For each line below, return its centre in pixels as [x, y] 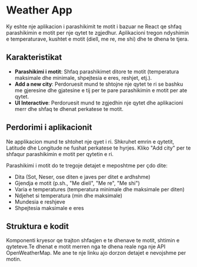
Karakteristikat [34, 57]
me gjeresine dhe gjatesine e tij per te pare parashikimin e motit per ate [101, 90]
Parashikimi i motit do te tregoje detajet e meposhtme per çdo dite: [87, 165]
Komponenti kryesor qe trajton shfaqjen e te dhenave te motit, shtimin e [93, 241]
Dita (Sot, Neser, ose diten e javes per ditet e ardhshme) [83, 177]
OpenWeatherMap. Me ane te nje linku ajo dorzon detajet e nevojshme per [96, 253]
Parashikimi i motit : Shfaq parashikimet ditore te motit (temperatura [97, 72]
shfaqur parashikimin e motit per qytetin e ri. [60, 154]
